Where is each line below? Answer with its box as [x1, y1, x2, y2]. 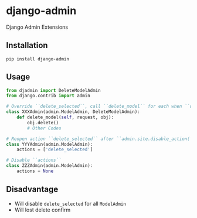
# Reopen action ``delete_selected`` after [6, 136, 114, 142]
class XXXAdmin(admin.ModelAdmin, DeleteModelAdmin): [6, 109, 141, 115]
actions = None [16, 168, 54, 174]
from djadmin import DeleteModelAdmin [6, 87, 101, 93]
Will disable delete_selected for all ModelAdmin [14, 200, 126, 207]
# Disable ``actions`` [6, 157, 62, 163]
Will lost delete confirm [14, 206, 71, 213]
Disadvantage [6, 185, 59, 195]
